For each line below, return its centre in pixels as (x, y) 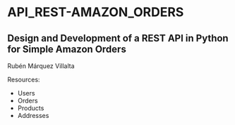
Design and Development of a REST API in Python (118, 38)
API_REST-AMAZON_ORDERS (96, 12)
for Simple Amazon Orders (67, 49)
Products (31, 108)
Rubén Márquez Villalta (41, 66)
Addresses (33, 116)
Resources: (24, 79)
